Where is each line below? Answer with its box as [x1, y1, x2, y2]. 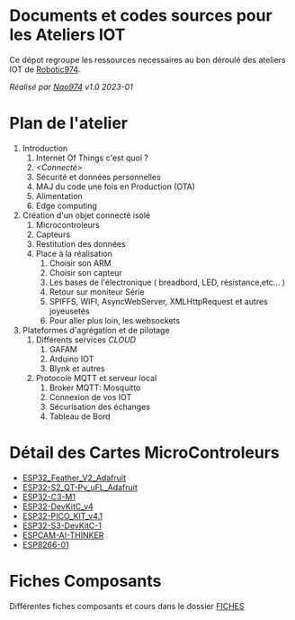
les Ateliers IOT [9, 24, 126, 45]
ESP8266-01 [22, 539, 69, 550]
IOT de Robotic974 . [9, 64, 81, 75]
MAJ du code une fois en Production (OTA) [35, 181, 196, 192]
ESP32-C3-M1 [22, 491, 76, 502]
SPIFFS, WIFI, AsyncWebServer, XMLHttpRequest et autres [49, 296, 268, 306]
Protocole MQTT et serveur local [35, 372, 157, 383]
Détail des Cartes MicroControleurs [9, 442, 281, 463]
